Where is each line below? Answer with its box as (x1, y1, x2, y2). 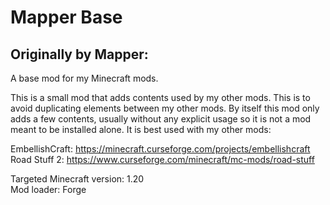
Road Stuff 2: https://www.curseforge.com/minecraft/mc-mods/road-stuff (10, 154, 315, 165)
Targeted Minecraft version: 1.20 (10, 173, 145, 185)
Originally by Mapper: (10, 46, 149, 63)
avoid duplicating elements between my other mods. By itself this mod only (10, 102, 320, 114)
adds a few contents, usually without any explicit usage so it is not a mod (10, 113, 312, 125)
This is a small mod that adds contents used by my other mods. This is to (10, 92, 311, 103)
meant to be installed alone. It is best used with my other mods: (10, 124, 272, 135)
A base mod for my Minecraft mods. (10, 72, 159, 84)
